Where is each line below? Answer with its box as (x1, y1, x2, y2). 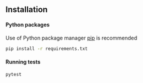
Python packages (5, 21, 50, 28)
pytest (5, 71, 22, 77)
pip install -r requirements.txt (5, 45, 88, 52)
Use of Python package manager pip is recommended (5, 34, 137, 41)
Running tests (5, 58, 41, 65)
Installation (5, 5, 48, 15)
